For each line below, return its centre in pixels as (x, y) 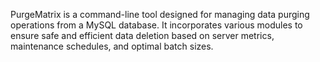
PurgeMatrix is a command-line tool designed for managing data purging (160, 14)
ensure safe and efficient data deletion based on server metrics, (142, 35)
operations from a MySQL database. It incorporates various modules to (156, 25)
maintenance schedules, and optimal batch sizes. (112, 46)
